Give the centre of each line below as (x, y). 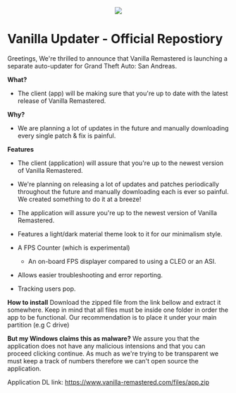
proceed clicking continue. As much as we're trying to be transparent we (113, 353)
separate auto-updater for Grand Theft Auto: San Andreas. (92, 66)
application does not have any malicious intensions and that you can (106, 346)
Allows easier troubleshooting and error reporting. (90, 274)
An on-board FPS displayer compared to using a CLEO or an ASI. (122, 261)
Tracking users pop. (46, 289)
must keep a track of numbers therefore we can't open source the (103, 361)
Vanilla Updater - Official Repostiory (115, 39)
